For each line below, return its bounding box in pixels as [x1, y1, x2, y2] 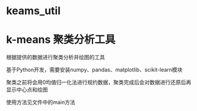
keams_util [6, 4, 61, 18]
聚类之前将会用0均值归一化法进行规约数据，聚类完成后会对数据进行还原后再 [6, 79, 192, 86]
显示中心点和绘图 [6, 86, 48, 93]
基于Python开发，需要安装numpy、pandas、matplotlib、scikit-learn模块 [6, 66, 183, 73]
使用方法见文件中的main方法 [6, 99, 75, 106]
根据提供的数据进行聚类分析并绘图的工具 [6, 54, 105, 61]
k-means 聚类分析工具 [6, 33, 116, 47]
